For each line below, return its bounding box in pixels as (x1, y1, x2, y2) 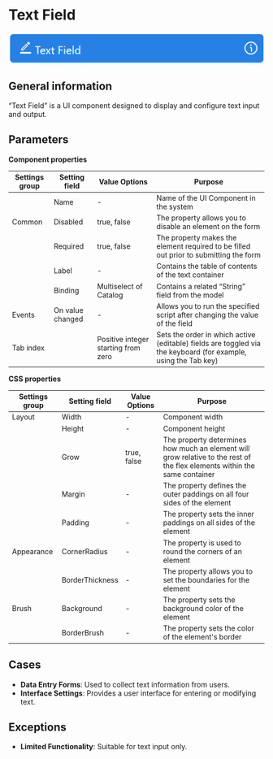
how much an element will (162, 443, 250, 453)
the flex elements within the (162, 461, 256, 471)
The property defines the (162, 481, 247, 491)
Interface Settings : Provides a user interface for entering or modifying (19, 688, 257, 698)
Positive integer (97, 334, 149, 344)
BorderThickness (61, 575, 119, 584)
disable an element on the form (156, 221, 261, 231)
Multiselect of (97, 281, 143, 291)
